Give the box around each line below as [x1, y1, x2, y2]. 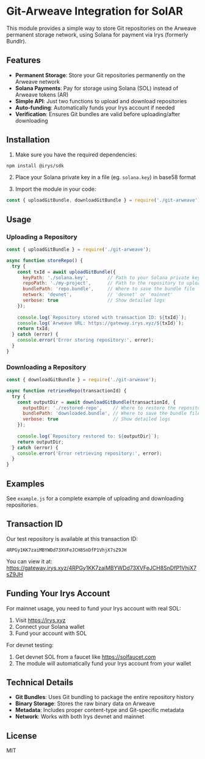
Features [6, 55, 41, 65]
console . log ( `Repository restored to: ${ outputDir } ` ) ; [17, 433, 160, 439]
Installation [6, 134, 50, 145]
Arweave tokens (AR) [15, 90, 69, 98]
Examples [6, 479, 45, 489]
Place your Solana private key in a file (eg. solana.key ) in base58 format [15, 174, 196, 181]
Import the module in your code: [15, 185, 96, 193]
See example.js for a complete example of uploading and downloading [6, 494, 184, 502]
